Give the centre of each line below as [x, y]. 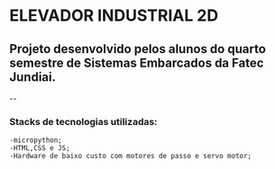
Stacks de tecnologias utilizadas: [83, 121]
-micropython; [36, 140]
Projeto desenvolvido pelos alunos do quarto [137, 49]
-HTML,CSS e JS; [40, 148]
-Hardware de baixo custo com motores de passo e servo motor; [131, 156]
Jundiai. [33, 77]
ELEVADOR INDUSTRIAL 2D [114, 16]
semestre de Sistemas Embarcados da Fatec [137, 62]
